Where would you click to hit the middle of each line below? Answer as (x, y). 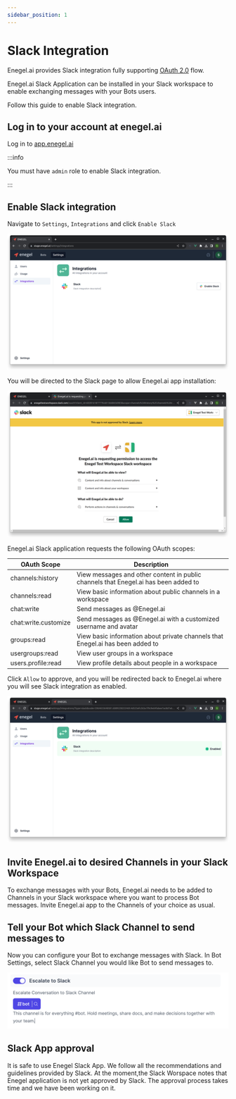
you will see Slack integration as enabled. (67, 686)
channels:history (34, 578)
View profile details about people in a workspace (147, 663)
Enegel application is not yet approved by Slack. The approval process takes (118, 1080)
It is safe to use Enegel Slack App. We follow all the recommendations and (114, 1065)
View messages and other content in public (139, 574)
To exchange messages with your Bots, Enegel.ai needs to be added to (110, 890)
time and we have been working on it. (61, 1088)
